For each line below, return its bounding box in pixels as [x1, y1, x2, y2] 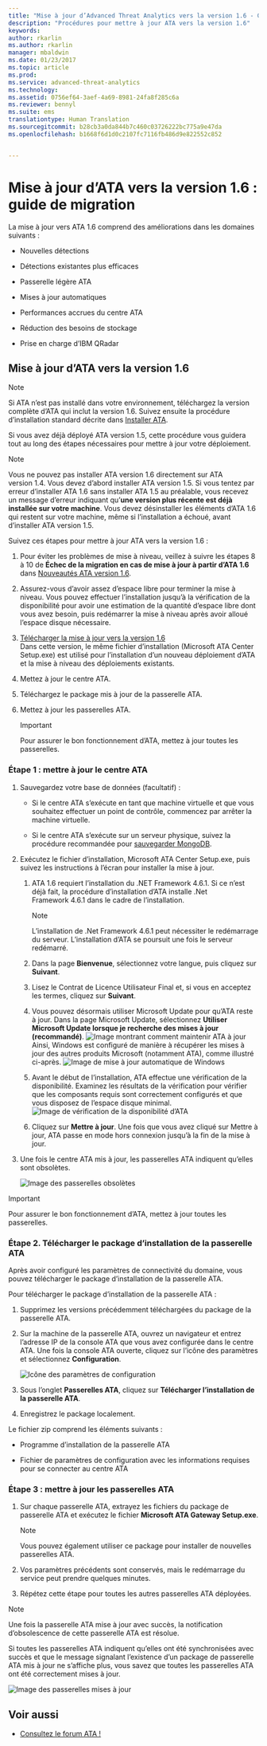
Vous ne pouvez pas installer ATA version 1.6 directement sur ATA [8, 470, 223, 479]
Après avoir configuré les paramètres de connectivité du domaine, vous [8, 1265, 243, 1275]
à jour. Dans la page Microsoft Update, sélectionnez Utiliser [31, 1014, 228, 1024]
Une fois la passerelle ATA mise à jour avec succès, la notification [8, 1620, 223, 1630]
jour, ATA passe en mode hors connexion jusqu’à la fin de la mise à [31, 1130, 250, 1140]
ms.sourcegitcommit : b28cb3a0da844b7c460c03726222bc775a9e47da [8, 123, 222, 131]
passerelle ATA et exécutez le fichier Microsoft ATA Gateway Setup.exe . [19, 1510, 259, 1520]
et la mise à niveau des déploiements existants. [19, 659, 175, 668]
